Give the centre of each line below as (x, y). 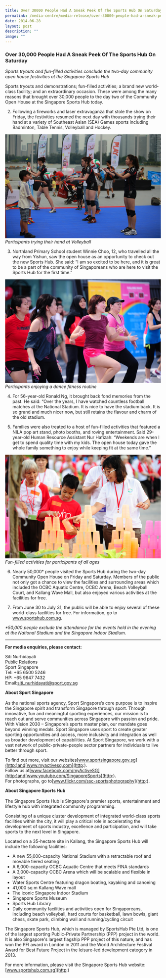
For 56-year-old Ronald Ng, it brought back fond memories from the (81, 396)
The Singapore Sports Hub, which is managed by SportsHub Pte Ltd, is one (82, 929)
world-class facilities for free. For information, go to (65, 613)
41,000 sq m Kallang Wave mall (44, 888)
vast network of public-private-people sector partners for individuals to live (82, 745)
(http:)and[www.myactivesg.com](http (44, 765)
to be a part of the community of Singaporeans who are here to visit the (85, 267)
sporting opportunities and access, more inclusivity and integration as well (81, 734)
